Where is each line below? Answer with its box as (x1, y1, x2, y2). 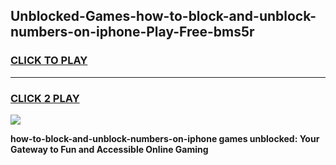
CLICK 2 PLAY (10, 91, 80, 105)
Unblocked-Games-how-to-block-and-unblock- (10, 8, 317, 25)
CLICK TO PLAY (10, 54, 88, 68)
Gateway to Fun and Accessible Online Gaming (10, 143, 209, 155)
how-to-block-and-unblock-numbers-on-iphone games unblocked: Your (10, 132, 320, 144)
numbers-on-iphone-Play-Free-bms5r (10, 24, 255, 41)
